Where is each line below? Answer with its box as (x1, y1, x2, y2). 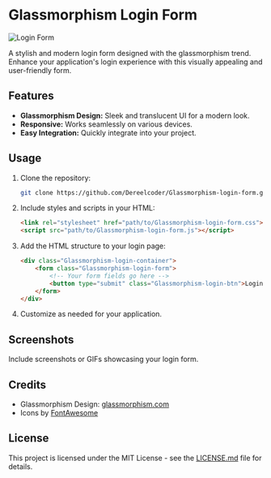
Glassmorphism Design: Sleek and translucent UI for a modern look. (19, 110, 250, 120)
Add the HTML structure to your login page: (19, 241, 166, 251)
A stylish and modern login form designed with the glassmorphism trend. (8, 48, 252, 58)
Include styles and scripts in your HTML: (19, 203, 155, 213)
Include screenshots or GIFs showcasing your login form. (8, 355, 199, 364)
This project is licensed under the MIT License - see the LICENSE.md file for (8, 453, 262, 463)
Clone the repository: (19, 173, 91, 183)
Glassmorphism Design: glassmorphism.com (19, 399, 170, 409)
